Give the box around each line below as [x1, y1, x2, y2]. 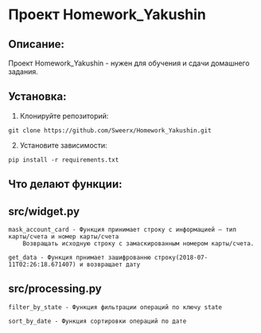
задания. [8, 67, 38, 76]
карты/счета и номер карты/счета [8, 233, 119, 241]
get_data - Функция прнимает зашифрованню [8, 253, 151, 262]
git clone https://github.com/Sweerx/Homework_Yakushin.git [8, 126, 212, 135]
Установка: [8, 90, 67, 104]
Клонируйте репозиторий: [19, 111, 109, 120]
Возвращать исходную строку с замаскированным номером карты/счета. [22, 240, 255, 248]
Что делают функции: [8, 178, 123, 191]
